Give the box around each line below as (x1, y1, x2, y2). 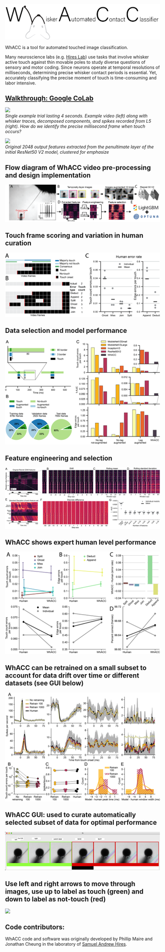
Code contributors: (5, 923, 65, 931)
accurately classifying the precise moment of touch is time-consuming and (5, 75, 157, 81)
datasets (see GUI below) (5, 679, 84, 687)
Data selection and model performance (5, 326, 127, 335)
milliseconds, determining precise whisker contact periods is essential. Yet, (5, 69, 157, 75)
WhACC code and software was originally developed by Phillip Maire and (5, 936, 153, 942)
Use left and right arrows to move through (5, 880, 136, 888)
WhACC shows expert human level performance (5, 538, 156, 546)
